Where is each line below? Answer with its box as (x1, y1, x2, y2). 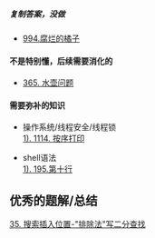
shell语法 (22, 153, 57, 164)
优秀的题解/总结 (9, 193, 98, 208)
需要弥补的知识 (9, 100, 65, 111)
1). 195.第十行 (22, 164, 73, 174)
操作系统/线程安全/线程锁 (22, 122, 116, 133)
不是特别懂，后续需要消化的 (9, 55, 113, 66)
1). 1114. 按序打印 (22, 133, 85, 144)
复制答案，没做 (9, 8, 65, 19)
